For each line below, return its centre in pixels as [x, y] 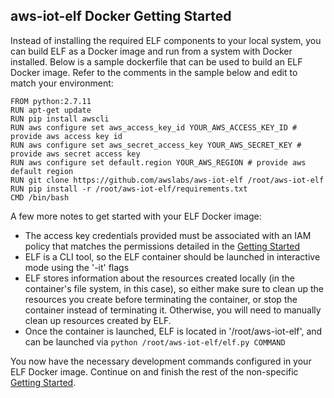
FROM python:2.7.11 [51, 101]
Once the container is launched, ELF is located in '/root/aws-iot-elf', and [173, 331]
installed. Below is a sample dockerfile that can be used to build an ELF [156, 61]
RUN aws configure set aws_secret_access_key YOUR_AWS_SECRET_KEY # [156, 145]
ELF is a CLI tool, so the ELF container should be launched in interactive [172, 256]
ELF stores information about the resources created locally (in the [159, 278]
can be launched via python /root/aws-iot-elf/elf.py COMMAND [155, 341]
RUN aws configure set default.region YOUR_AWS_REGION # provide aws [158, 162]
